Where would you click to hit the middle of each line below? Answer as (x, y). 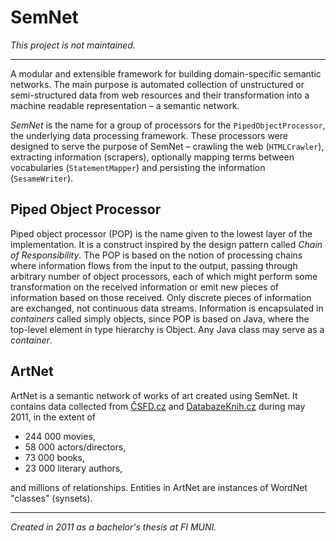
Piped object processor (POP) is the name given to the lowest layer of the (161, 233)
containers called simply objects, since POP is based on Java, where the (160, 318)
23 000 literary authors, (73, 468)
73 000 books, (54, 457)
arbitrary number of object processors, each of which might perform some (164, 276)
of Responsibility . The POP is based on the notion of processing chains (156, 255)
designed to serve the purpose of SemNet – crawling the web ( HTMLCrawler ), (167, 146)
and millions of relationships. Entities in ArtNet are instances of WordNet (159, 487)
